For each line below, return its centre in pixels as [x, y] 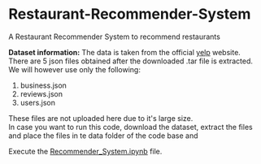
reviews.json [41, 93]
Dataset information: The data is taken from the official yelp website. [125, 52]
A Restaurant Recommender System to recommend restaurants [115, 37]
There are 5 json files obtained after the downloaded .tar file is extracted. [131, 61]
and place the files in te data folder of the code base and [103, 136]
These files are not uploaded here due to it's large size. [101, 118]
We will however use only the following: [74, 69]
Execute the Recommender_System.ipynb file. [85, 151]
